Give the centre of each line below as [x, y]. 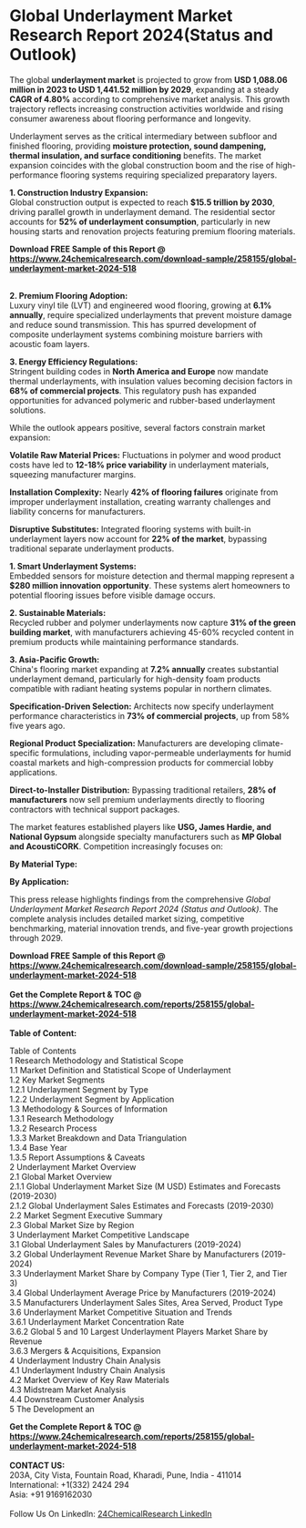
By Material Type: [44, 864]
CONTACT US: [37, 1465]
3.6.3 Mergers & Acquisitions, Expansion [85, 1350]
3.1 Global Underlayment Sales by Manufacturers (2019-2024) [125, 1244]
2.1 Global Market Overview [61, 1176]
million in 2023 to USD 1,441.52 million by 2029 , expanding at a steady [144, 89]
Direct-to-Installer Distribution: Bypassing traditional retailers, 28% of [143, 790]
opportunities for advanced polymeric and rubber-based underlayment [143, 400]
